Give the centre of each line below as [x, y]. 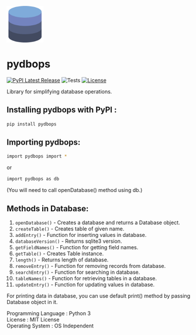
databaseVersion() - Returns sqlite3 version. [68, 241]
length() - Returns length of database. [62, 260]
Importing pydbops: [44, 142]
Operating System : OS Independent [50, 326]
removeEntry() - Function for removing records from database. [90, 266]
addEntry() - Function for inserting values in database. [81, 235]
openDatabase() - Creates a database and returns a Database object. [97, 222]
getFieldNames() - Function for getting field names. [77, 247]
